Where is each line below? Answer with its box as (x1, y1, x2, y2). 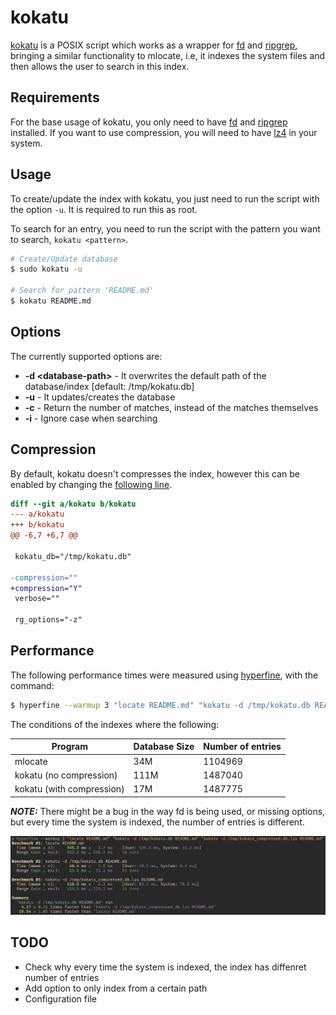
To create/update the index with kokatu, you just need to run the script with (10, 192, 320, 205)
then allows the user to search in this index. (10, 60, 190, 72)
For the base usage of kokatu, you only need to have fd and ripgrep (10, 116, 288, 128)
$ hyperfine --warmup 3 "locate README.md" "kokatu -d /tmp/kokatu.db (10, 700, 311, 710)
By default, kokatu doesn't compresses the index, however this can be (10, 467, 300, 480)
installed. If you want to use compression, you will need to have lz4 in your (10, 126, 318, 138)
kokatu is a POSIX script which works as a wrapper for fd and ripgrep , (10, 39, 298, 51)
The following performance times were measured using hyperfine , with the (10, 669, 319, 681)
